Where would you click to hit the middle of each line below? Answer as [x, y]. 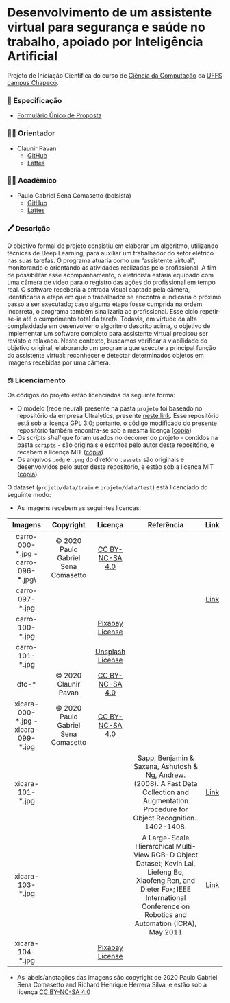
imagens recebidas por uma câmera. [59, 362]
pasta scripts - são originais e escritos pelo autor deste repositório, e [115, 445]
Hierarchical [155, 846]
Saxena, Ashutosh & [166, 767]
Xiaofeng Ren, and [166, 881]
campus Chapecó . [33, 82]
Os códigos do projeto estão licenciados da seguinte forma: [91, 395]
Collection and [166, 792]
